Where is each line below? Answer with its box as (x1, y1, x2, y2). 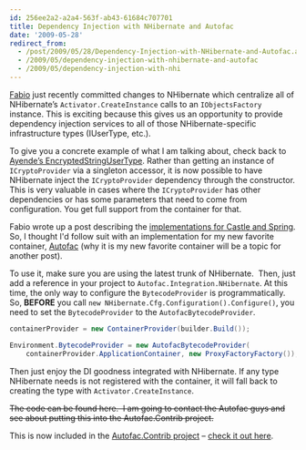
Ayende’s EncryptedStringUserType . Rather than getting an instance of (9, 155, 275, 166)
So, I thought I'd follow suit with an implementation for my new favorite (9, 230, 275, 241)
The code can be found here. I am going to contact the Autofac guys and (9, 403, 285, 414)
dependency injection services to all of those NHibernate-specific (9, 118, 257, 128)
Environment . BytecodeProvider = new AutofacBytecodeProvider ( (9, 341, 250, 350)
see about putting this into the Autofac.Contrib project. (9, 412, 214, 424)
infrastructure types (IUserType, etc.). (9, 128, 152, 138)
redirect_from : (9, 38, 67, 48)
